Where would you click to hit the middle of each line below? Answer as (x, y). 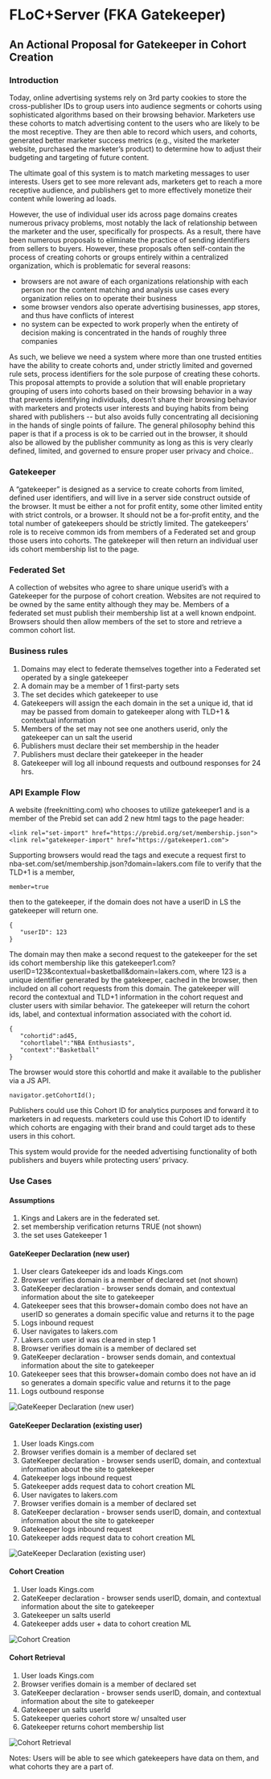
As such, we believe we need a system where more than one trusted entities (135, 357)
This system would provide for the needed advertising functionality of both (133, 1152)
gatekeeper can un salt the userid (76, 737)
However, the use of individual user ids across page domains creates (123, 214)
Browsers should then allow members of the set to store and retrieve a (125, 622)
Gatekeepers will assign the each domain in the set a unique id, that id (137, 703)
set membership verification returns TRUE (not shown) (111, 1227)
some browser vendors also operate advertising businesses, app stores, (140, 307)
